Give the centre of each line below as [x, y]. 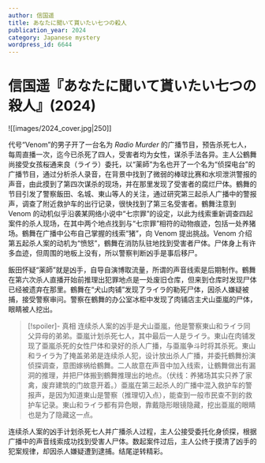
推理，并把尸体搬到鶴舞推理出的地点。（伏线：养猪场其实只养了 [144, 375]
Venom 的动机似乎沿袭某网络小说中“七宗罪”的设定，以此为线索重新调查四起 [131, 214]
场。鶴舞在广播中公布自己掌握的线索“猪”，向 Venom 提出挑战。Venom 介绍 [130, 233]
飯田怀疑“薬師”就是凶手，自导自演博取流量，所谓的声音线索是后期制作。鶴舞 [132, 270]
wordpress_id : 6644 [40, 45]
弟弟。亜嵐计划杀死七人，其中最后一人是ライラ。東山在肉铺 [152, 336]
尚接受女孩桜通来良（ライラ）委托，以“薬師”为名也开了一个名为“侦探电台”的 [132, 164]
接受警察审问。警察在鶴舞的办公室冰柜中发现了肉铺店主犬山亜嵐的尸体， [139, 300]
